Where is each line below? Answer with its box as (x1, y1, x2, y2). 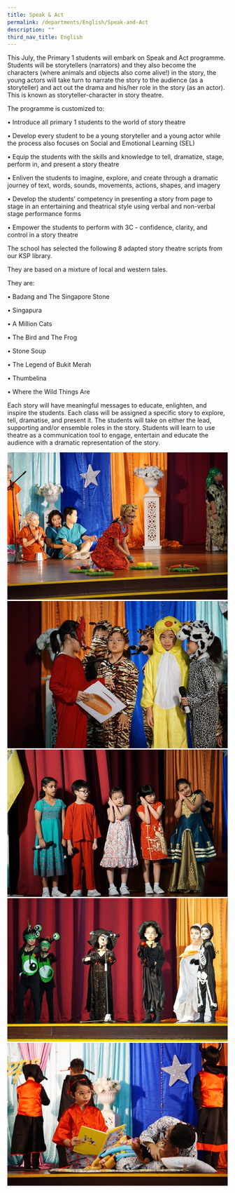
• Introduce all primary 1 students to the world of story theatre (7, 118, 186, 126)
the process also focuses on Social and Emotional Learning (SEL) (7, 139, 195, 147)
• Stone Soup (7, 347, 47, 356)
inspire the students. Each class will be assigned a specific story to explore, (7, 409, 225, 417)
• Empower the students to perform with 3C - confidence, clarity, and (7, 223, 208, 231)
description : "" (7, 26, 55, 33)
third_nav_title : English (7, 34, 83, 41)
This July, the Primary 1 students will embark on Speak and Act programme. (7, 53, 226, 62)
